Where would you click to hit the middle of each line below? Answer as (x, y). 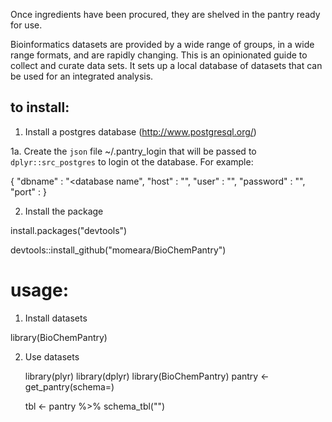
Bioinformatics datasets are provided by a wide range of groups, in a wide (162, 44)
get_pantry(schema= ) (69, 386)
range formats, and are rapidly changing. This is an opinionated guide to (159, 55)
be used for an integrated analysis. (82, 76)
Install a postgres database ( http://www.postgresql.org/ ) (140, 131)
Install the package (64, 211)
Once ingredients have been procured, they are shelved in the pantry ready (165, 14)
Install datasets (56, 318)
